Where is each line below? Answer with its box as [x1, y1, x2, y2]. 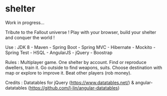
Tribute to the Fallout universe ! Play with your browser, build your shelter [5, 29, 156, 35]
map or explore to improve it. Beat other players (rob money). [5, 69, 132, 75]
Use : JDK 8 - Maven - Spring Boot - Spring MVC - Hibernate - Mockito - [5, 44, 155, 50]
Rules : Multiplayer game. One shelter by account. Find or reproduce [5, 59, 147, 65]
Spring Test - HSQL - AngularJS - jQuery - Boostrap [5, 49, 113, 55]
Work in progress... [5, 19, 45, 25]
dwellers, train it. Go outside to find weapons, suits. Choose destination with [5, 64, 162, 70]
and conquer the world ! [5, 34, 55, 40]
